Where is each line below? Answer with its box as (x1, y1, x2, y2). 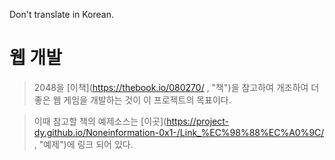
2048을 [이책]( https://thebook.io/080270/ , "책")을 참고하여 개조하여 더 (33, 81, 320, 93)
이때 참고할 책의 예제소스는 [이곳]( (33, 115, 167, 127)
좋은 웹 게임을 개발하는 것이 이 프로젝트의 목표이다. (33, 94, 232, 106)
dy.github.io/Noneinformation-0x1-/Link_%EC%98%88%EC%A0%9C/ (33, 126, 325, 138)
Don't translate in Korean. (9, 9, 115, 20)
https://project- (166, 115, 230, 127)
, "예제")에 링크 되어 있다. (33, 138, 134, 150)
